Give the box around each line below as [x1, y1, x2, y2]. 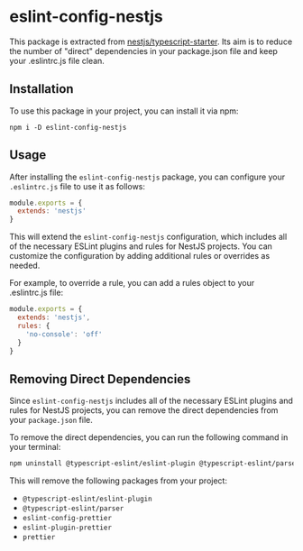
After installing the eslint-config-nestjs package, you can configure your [9, 171, 286, 182]
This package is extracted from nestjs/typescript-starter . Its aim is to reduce [9, 36, 293, 47]
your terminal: [9, 442, 61, 453]
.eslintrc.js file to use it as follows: [9, 180, 146, 191]
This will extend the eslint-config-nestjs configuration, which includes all [9, 232, 288, 243]
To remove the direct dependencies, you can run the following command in [9, 432, 289, 443]
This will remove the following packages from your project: [9, 475, 228, 486]
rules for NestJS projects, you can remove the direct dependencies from [9, 405, 279, 416]
